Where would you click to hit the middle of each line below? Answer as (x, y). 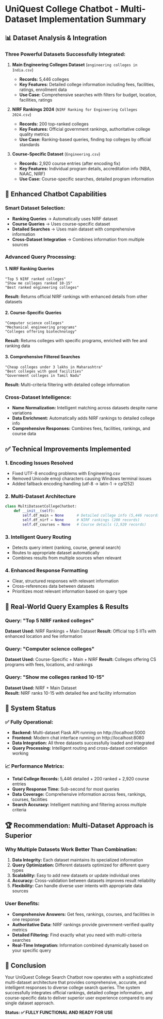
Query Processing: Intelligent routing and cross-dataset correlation (80, 748)
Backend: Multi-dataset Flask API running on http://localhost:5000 (79, 733)
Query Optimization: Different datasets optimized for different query (81, 865)
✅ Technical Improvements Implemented (68, 449)
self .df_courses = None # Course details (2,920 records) (84, 524)
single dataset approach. (30, 1003)
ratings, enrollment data (43, 89)
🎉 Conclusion (25, 965)
